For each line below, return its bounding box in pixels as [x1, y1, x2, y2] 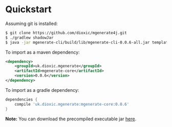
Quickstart [5, 4, 52, 15]
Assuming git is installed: [5, 20, 58, 27]
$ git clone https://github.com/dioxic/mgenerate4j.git [5, 30, 127, 35]
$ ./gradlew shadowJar [5, 35, 54, 40]
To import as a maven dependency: [5, 49, 80, 55]
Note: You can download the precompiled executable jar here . [5, 116, 137, 122]
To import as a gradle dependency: [5, 87, 79, 93]
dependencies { [5, 97, 38, 102]
